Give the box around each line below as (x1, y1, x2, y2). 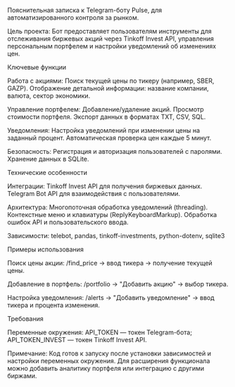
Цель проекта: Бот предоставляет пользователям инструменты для (7, 27, 212, 35)
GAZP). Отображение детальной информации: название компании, (7, 84, 209, 92)
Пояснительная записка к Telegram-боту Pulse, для (7, 6, 163, 14)
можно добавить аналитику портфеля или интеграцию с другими (7, 365, 205, 372)
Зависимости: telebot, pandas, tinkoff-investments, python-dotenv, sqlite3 (7, 232, 225, 240)
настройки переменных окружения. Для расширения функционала (7, 357, 210, 365)
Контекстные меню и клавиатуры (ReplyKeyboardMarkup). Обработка (7, 211, 217, 218)
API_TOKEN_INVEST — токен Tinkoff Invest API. (7, 336, 148, 343)
